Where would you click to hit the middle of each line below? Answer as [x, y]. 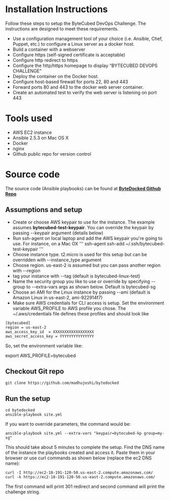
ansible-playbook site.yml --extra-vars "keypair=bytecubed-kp [74, 434]
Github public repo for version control [52, 154]
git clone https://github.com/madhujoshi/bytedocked [62, 383]
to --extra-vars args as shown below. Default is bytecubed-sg [91, 287]
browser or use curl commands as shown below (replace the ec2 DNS [79, 458]
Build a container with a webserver [49, 49]
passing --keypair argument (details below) [58, 233]
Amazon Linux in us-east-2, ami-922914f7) [58, 297]
